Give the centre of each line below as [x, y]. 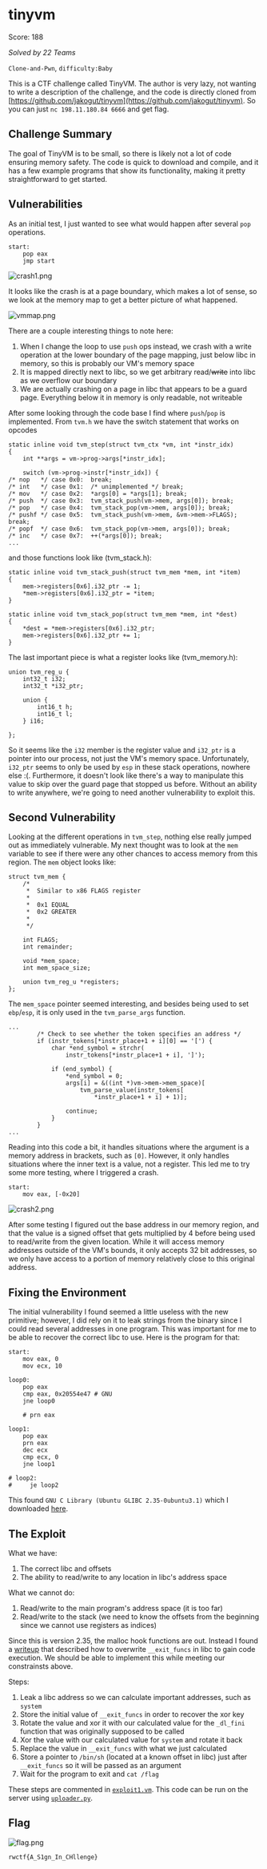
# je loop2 [34, 1485]
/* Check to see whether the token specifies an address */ [139, 1034]
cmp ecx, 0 [41, 1457]
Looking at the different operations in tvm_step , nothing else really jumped [130, 837]
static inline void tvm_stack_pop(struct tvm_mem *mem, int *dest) [123, 614]
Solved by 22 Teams [42, 52]
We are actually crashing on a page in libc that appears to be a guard [133, 389]
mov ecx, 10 [42, 1366]
